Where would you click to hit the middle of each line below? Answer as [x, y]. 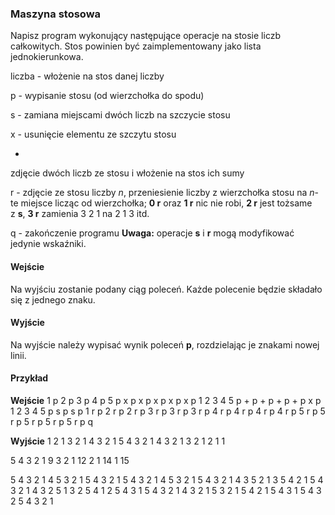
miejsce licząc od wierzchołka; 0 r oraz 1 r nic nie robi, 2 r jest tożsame [166, 203]
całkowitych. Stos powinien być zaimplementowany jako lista [136, 46]
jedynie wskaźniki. [48, 244]
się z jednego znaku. [53, 299]
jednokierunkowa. [47, 57]
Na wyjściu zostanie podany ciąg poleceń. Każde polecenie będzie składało [166, 289]
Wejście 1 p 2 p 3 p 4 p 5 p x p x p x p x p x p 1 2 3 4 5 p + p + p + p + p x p [166, 400]
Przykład [29, 378]
